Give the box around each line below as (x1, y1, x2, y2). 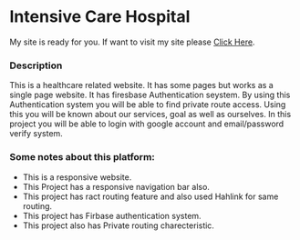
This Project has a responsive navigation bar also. (22, 181, 210, 192)
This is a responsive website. (22, 171, 132, 183)
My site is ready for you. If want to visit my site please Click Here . (9, 36, 255, 47)
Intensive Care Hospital (9, 6, 191, 27)
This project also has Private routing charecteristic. (22, 220, 214, 231)
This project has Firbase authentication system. (22, 210, 202, 221)
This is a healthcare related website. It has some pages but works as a (9, 80, 274, 91)
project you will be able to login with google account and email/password (9, 118, 284, 129)
